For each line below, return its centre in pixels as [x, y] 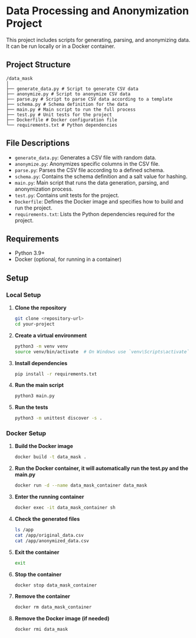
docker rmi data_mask [41, 629]
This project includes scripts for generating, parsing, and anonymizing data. [98, 40]
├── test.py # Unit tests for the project [59, 115]
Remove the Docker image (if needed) [62, 618]
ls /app [24, 530]
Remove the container [43, 597]
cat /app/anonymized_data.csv [52, 541]
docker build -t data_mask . [50, 457]
